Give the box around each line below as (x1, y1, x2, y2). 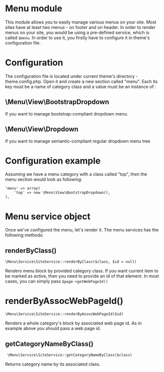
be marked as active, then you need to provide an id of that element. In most (5, 273, 159, 279)
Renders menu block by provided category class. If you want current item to (5, 268, 159, 274)
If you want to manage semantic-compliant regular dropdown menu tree (5, 138, 151, 144)
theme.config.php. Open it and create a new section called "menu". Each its (5, 78, 158, 84)
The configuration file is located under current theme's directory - (5, 73, 138, 79)
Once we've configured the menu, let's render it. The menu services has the (5, 227, 159, 233)
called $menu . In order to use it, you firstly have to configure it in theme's (5, 35, 150, 41)
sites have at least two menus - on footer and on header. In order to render (5, 24, 156, 30)
